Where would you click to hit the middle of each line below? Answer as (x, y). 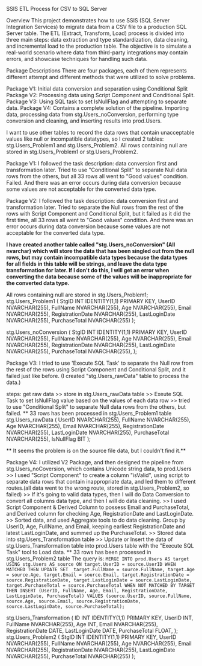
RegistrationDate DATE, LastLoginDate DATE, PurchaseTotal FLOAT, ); (92, 631)
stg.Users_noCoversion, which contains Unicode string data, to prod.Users (99, 469)
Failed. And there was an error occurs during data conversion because (94, 183)
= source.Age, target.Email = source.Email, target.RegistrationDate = (98, 575)
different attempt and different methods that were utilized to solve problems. (101, 77)
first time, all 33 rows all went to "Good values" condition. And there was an (100, 220)
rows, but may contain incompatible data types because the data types (97, 257)
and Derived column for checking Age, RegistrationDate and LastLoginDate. (100, 514)
